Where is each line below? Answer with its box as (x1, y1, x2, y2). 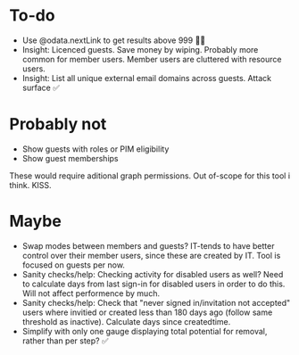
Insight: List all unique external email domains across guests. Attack (21, 72, 272, 83)
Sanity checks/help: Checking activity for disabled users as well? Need (21, 268, 284, 279)
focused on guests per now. (21, 260, 125, 270)
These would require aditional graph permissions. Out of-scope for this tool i (9, 170, 291, 181)
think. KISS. (9, 179, 52, 190)
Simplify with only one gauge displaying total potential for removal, (21, 326, 268, 336)
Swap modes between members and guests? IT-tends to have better (21, 240, 275, 251)
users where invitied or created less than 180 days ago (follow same (21, 307, 273, 318)
